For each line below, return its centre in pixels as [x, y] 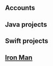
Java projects [26, 25]
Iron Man [19, 58]
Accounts [20, 8]
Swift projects [27, 41]
